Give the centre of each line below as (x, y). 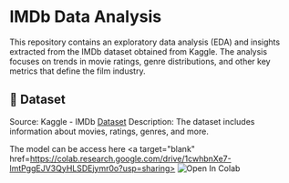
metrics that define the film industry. (77, 71)
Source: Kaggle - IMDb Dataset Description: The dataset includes (132, 121)
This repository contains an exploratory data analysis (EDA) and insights (145, 42)
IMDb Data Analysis (86, 17)
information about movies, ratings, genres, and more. (109, 131)
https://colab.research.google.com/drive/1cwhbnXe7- (130, 158)
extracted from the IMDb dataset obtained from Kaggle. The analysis (138, 51)
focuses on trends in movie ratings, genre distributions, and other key (140, 61)
